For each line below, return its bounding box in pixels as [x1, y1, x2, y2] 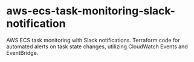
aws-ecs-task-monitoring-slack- [6, 4, 175, 18]
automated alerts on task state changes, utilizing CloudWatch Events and [6, 43, 189, 50]
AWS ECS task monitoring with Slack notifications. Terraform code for [6, 36, 180, 44]
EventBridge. [6, 49, 39, 56]
